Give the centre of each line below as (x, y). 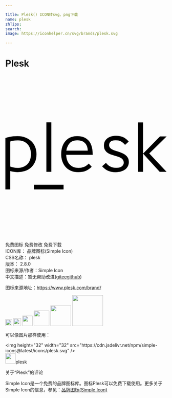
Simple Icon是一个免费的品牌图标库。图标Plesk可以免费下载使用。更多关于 (84, 384)
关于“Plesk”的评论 (24, 372)
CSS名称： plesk (23, 258)
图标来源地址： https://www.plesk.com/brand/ (53, 288)
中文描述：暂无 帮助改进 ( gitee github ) (44, 277)
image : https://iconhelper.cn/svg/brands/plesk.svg (61, 34)
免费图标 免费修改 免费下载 (34, 245)
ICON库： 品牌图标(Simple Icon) (39, 251)
